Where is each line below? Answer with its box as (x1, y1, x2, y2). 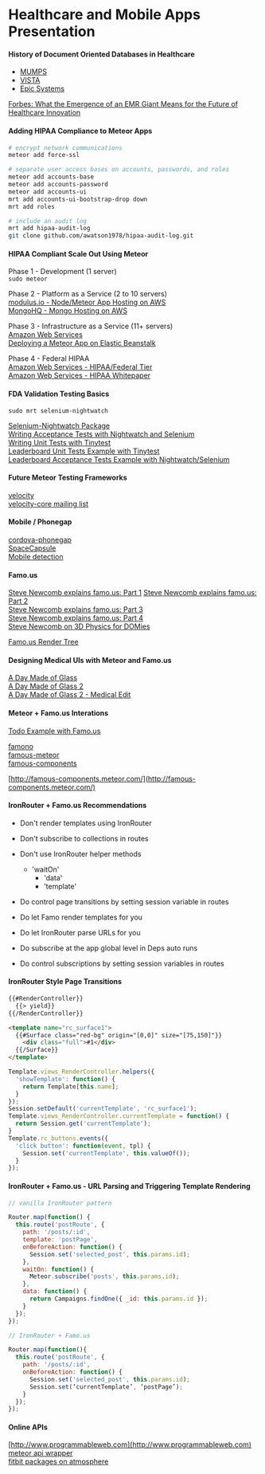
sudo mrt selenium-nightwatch (8, 406, 109, 415)
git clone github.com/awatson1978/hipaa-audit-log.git (8, 232, 194, 240)
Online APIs (8, 1422, 48, 1432)
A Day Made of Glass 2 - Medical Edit (8, 690, 131, 700)
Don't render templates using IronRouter (19, 818, 152, 828)
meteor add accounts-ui (8, 187, 88, 196)
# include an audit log (8, 217, 88, 225)
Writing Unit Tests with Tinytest (8, 437, 111, 447)
